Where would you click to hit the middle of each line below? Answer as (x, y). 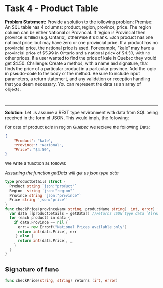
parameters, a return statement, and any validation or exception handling (78, 79)
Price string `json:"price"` (39, 200)
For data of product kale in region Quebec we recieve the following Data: (78, 127)
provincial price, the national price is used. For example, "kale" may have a (80, 48)
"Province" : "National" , (39, 145)
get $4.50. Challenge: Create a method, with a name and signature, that (77, 63)
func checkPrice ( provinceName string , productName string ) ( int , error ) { (82, 209)
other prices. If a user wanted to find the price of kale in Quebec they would (81, 58)
